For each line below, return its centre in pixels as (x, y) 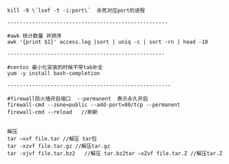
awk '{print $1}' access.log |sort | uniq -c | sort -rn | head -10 (108, 42)
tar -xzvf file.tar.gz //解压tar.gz (59, 146)
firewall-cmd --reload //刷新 (52, 112)
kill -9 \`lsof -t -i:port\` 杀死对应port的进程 (76, 10)
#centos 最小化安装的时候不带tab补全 (55, 68)
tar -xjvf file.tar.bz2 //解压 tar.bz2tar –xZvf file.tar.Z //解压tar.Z (115, 154)
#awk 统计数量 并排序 (34, 36)
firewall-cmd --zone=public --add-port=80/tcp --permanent (94, 105)
